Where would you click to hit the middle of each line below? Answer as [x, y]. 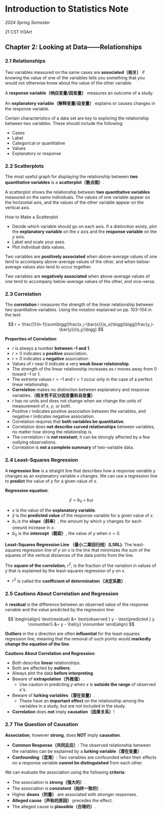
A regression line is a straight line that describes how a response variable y [80, 471]
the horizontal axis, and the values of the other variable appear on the [74, 202]
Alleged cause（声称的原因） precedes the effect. [62, 800]
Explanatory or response [37, 153]
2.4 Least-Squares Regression [42, 460]
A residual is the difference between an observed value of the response [77, 604]
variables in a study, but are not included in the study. [73, 706]
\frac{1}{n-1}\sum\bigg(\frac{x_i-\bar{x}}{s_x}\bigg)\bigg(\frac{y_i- [88, 324]
